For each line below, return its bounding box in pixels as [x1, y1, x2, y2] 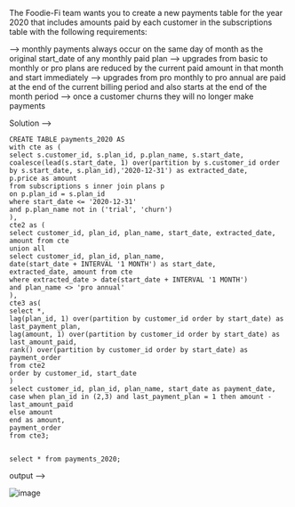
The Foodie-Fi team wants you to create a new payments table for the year [9, 8, 283, 18]
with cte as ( [9, 143, 62, 151]
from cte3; [9, 431, 50, 440]
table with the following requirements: [9, 27, 148, 37]
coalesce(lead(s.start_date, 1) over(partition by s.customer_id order [9, 159, 280, 168]
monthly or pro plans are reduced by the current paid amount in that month [9, 62, 284, 73]
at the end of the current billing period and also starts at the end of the [9, 82, 267, 92]
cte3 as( [9, 298, 42, 307]
